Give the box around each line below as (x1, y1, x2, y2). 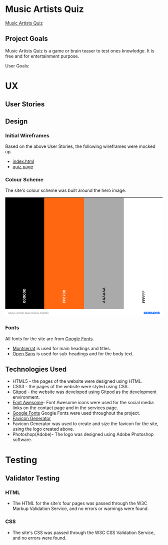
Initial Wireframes (5, 132, 50, 139)
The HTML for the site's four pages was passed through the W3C (12, 501, 147, 507)
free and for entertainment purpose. (5, 53, 79, 59)
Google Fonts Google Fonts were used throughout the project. (12, 410, 140, 416)
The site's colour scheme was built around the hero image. (5, 187, 126, 193)
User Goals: (5, 62, 29, 68)
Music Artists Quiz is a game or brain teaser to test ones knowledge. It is (5, 47, 154, 53)
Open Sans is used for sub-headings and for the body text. (12, 351, 134, 357)
